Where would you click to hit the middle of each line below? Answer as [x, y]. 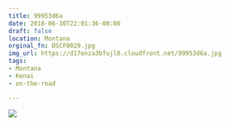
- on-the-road [32, 83]
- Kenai [21, 76]
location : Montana [39, 38]
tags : [17, 61]
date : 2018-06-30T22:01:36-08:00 [65, 23]
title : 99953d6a [36, 16]
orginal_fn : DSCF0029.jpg [52, 46]
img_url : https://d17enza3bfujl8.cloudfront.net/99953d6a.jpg [115, 53]
